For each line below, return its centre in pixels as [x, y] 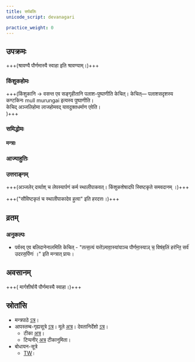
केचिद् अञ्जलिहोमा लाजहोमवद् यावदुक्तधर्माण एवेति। [53, 107]
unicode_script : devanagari [41, 17]
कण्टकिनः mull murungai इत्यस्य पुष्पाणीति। [50, 100]
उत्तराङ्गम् [17, 174]
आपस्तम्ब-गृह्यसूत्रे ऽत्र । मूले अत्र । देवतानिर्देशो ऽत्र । [61, 326]
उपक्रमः [16, 51]
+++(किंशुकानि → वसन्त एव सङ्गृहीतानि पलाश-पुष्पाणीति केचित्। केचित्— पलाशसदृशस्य [90, 94]
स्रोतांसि [17, 306]
